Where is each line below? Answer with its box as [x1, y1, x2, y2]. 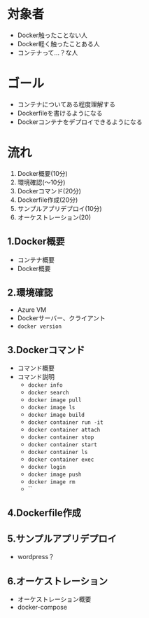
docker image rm [27, 479, 76, 486]
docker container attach [27, 427, 101, 434]
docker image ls [27, 404, 76, 411]
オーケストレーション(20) [17, 213, 92, 221]
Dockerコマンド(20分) [17, 186, 82, 195]
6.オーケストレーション [7, 575, 108, 587]
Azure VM [17, 305, 47, 314]
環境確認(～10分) [17, 178, 66, 186]
